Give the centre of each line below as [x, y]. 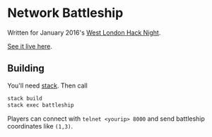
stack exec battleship [41, 105]
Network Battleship [65, 13]
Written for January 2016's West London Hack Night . [84, 32]
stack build [25, 98]
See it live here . [30, 46]
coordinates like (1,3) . [40, 126]
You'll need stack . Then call [48, 85]
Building [26, 68]
